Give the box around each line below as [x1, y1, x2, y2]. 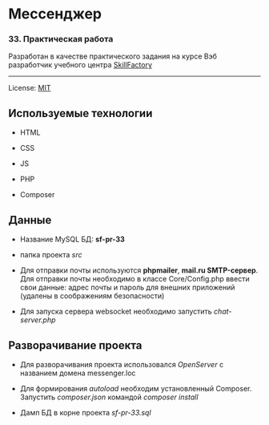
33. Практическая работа [8, 34, 114, 45]
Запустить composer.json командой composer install [19, 392, 199, 402]
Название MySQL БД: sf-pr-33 [19, 234, 126, 245]
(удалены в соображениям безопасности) [19, 291, 165, 301]
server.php [19, 315, 56, 325]
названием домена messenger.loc [19, 368, 136, 378]
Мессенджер [8, 5, 102, 23]
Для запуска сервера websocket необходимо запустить [19, 306, 212, 317]
